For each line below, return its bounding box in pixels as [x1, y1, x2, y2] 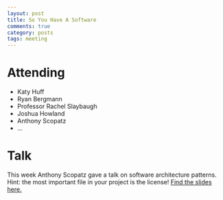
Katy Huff [16, 88, 45, 96]
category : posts [7, 29, 54, 36]
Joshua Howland [16, 110, 65, 118]
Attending [7, 65, 65, 81]
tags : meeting [7, 36, 48, 42]
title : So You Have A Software [7, 16, 97, 23]
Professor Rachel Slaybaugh [16, 102, 97, 110]
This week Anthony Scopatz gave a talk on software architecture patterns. [7, 171, 218, 179]
